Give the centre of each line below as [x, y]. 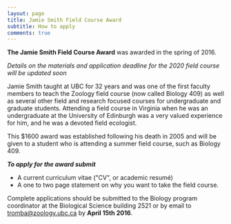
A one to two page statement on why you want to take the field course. [118, 185]
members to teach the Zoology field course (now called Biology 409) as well [115, 94]
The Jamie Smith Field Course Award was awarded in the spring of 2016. [112, 52]
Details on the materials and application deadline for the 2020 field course [113, 65]
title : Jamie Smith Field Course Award [64, 20]
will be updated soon [37, 73]
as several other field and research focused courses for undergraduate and [114, 101]
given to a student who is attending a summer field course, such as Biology [114, 144]
